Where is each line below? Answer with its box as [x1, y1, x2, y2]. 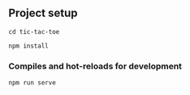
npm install [8, 42, 49, 50]
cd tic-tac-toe [8, 27, 60, 35]
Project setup [8, 6, 79, 20]
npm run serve [8, 79, 57, 87]
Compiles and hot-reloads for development [8, 60, 183, 72]
